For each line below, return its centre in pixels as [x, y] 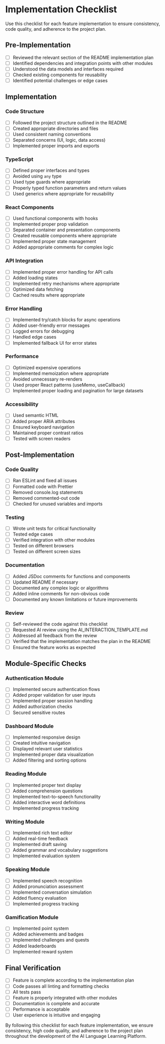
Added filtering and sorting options [50, 760]
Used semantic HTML [36, 415]
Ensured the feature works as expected [54, 647]
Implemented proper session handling [53, 701]
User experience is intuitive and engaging [56, 1015]
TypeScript [19, 159]
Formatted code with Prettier [43, 486]
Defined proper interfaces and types [51, 170]
